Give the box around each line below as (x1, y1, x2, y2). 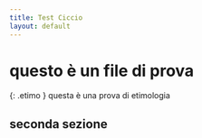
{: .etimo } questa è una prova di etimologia (9, 90, 170, 101)
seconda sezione (9, 116, 109, 132)
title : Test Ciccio (9, 13, 83, 23)
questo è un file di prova (9, 60, 195, 81)
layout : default (9, 22, 71, 31)
